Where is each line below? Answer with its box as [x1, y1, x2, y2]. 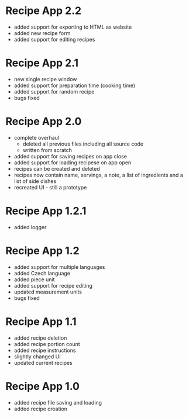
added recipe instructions [13, 347, 76, 354]
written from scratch [22, 146, 73, 153]
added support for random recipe [13, 88, 95, 95]
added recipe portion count [13, 340, 80, 347]
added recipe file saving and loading [13, 399, 102, 406]
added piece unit [13, 276, 55, 283]
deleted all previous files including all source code [22, 140, 144, 147]
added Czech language [13, 270, 71, 277]
